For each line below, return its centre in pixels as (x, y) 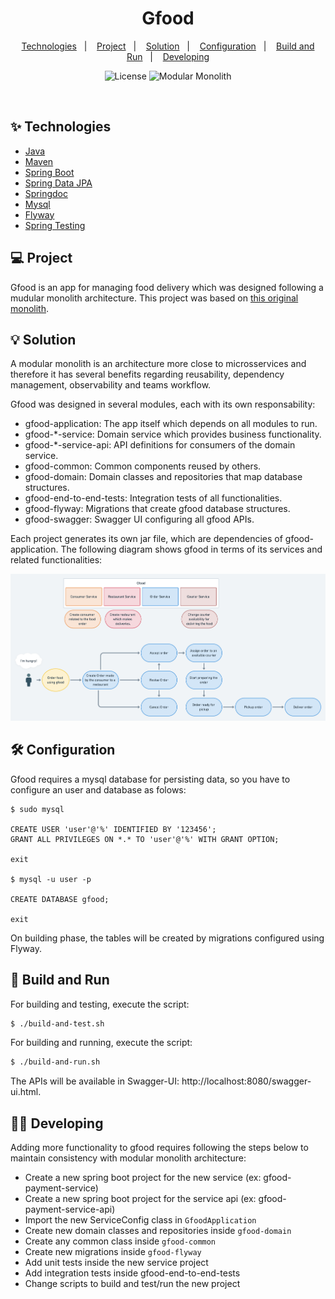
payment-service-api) (70, 1209)
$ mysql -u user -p (51, 879)
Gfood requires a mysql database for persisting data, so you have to (150, 779)
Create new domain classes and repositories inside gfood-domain (158, 1231)
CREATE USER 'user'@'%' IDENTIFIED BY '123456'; (113, 829)
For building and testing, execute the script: (100, 1004)
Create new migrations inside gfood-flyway (113, 1252)
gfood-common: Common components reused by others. (143, 466)
